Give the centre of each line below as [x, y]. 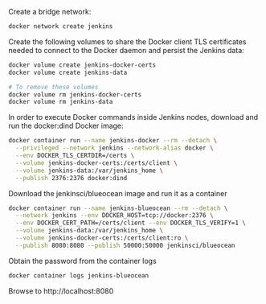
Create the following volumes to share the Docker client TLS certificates [127, 41]
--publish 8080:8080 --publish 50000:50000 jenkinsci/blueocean [125, 245]
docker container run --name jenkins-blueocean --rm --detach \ [118, 208]
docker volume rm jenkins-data [61, 102]
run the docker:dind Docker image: [66, 126]
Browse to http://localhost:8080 [61, 291]
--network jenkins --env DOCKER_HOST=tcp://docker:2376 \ [115, 216]
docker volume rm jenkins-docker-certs [75, 94]
